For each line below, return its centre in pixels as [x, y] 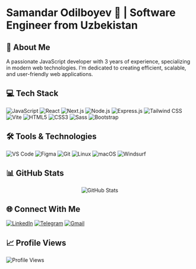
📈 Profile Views [36, 243]
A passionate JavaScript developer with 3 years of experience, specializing [98, 61]
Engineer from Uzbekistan [72, 25]
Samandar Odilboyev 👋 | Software [91, 13]
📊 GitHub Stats [35, 173]
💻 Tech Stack [32, 94]
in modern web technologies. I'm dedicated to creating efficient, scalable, [96, 68]
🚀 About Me [28, 47]
